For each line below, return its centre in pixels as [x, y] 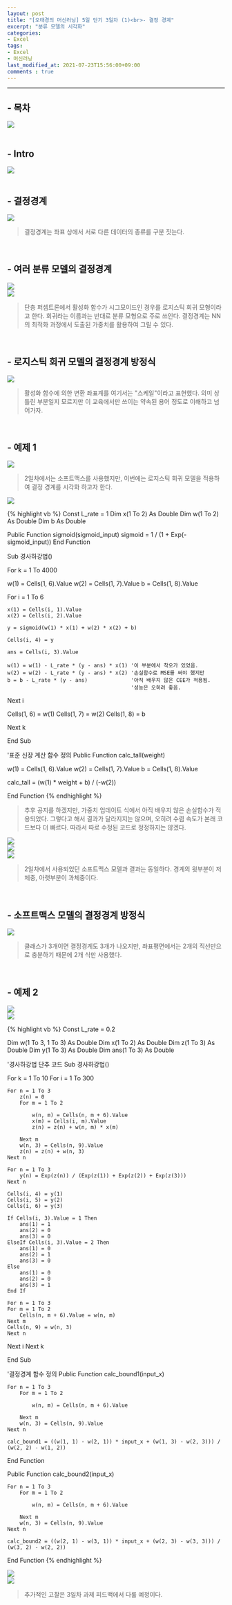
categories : [24, 33]
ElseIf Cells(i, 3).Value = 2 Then [58, 1243]
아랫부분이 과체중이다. [69, 878]
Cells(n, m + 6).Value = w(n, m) [68, 1315]
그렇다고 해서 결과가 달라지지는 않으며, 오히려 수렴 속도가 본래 [133, 819]
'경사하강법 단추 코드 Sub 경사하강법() [58, 1064]
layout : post [26, 14]
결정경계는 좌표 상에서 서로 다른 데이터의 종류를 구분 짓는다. [104, 231]
